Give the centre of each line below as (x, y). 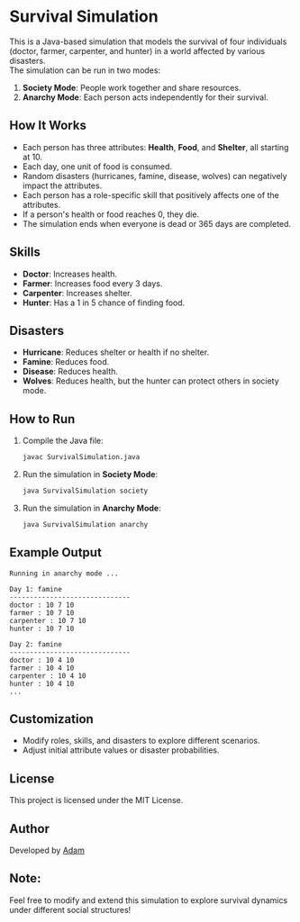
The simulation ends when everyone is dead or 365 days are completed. (156, 223)
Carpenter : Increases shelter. (77, 293)
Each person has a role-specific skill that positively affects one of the (150, 194)
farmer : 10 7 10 (42, 613)
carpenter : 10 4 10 (48, 676)
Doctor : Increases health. (70, 274)
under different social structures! (70, 909)
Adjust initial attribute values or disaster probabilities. (121, 750)
